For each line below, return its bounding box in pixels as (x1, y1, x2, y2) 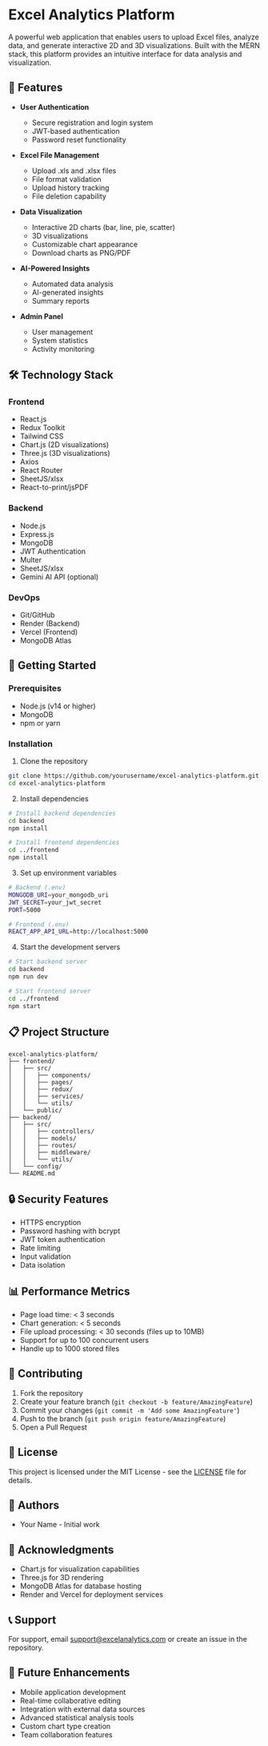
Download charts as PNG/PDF (31, 248, 131, 257)
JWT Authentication (19, 546, 86, 556)
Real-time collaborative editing (19, 1696, 122, 1705)
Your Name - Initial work (19, 1520, 100, 1530)
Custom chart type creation (19, 1721, 111, 1731)
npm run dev (8, 973, 48, 981)
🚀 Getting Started (8, 659, 97, 672)
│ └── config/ (8, 1163, 62, 1171)
